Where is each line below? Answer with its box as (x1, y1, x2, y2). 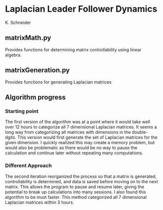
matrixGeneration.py (5, 66, 70, 74)
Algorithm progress (5, 93, 66, 101)
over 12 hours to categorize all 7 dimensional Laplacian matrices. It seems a (5, 124, 157, 130)
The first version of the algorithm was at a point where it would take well (5, 119, 150, 125)
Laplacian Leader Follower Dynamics (5, 3, 158, 15)
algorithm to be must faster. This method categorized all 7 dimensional (5, 194, 147, 200)
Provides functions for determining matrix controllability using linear (5, 46, 142, 52)
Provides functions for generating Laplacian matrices (5, 79, 112, 85)
